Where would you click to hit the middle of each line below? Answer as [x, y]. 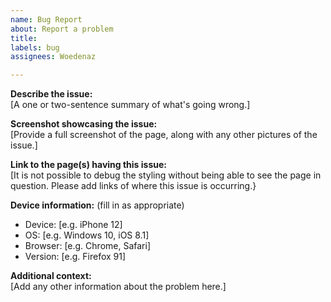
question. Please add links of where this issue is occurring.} [133, 186]
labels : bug [35, 47]
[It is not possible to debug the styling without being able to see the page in [166, 175]
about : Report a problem [62, 29]
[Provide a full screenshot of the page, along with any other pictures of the [164, 135]
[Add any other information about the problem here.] [118, 287]
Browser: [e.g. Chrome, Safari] [87, 246]
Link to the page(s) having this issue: [88, 165]
